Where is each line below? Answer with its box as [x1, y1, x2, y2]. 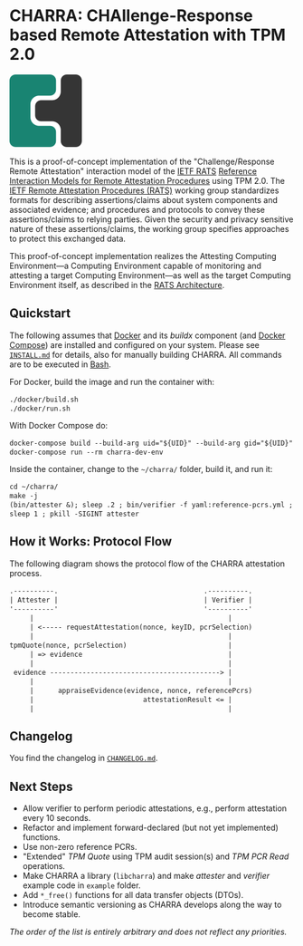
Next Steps [9, 778, 73, 794]
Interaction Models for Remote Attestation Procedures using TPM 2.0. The [9, 175, 285, 186]
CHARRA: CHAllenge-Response [9, 5, 253, 26]
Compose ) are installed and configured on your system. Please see [9, 339, 260, 350]
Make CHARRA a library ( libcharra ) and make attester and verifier [22, 871, 270, 882]
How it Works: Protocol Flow [9, 534, 173, 549]
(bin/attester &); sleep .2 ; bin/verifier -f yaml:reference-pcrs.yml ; [9, 500, 294, 509]
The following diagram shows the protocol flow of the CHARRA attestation [9, 558, 286, 569]
